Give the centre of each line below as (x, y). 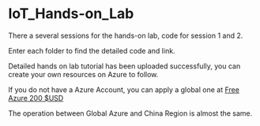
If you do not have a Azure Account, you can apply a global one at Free (124, 89)
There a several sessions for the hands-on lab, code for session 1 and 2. (126, 35)
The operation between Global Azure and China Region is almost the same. (130, 113)
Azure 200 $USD (36, 98)
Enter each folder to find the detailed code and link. (92, 50)
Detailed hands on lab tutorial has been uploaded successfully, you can (124, 66)
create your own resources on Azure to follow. (83, 74)
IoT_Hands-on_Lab (71, 14)
